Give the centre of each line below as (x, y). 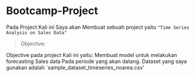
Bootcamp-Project (52, 11)
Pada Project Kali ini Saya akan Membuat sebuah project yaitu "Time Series (98, 27)
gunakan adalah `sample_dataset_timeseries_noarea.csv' (75, 67)
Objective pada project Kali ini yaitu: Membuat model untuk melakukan (92, 55)
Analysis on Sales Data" (37, 33)
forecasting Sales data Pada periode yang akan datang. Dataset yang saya (97, 61)
